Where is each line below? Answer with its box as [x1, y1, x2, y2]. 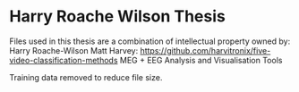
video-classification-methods [9, 54, 118, 65]
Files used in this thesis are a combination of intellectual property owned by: [9, 36, 291, 46]
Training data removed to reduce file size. [9, 71, 163, 82]
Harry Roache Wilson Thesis [9, 6, 226, 27]
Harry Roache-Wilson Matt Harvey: [9, 45, 139, 55]
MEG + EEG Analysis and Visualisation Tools [119, 54, 283, 65]
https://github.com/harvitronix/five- [140, 45, 271, 55]
